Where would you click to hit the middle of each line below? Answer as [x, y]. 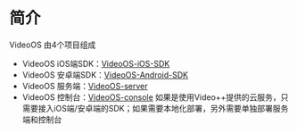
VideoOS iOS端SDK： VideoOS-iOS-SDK [96, 63]
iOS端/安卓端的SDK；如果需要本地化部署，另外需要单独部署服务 [171, 108]
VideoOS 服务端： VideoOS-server [85, 86]
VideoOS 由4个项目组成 [53, 45]
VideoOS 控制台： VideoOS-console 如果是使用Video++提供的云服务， [151, 97]
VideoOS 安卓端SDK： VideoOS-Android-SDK [105, 75]
